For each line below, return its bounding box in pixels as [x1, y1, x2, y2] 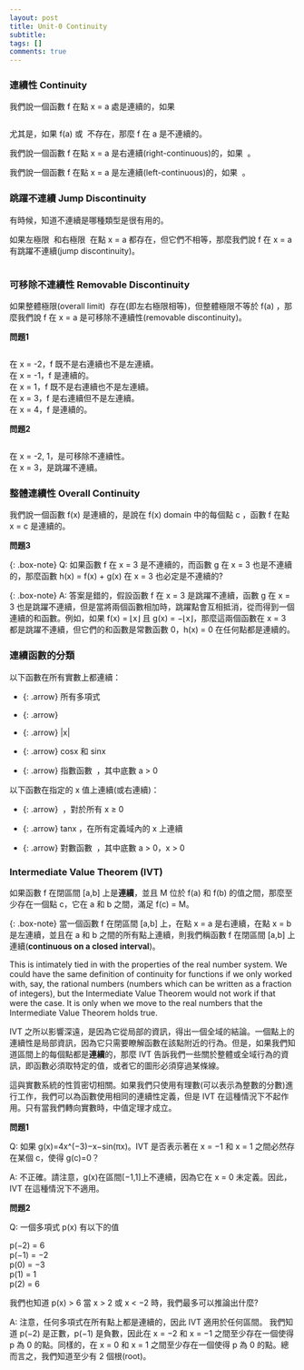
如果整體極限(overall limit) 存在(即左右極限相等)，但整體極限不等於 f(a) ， [9, 301, 285, 312]
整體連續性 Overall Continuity [9, 487, 141, 499]
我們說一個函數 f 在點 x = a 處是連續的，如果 [9, 101, 175, 112]
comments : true [9, 47, 67, 56]
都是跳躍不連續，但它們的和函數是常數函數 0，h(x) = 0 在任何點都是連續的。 [9, 624, 295, 635]
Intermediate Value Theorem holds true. [9, 1007, 159, 1018]
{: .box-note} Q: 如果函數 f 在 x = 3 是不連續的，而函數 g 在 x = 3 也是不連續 [9, 559, 293, 570]
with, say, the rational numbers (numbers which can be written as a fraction [9, 978, 292, 989]
